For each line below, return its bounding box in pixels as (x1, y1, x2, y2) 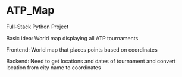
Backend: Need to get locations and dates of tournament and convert (6, 57, 176, 65)
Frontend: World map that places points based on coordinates (6, 46, 158, 53)
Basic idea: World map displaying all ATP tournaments (6, 34, 139, 41)
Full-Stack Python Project (6, 23, 69, 30)
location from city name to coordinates (6, 63, 101, 71)
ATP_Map (6, 4, 55, 17)
